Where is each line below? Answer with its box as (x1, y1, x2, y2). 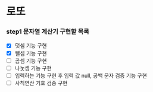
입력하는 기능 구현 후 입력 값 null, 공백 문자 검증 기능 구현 (14, 72, 147, 79)
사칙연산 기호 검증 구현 (14, 79, 68, 86)
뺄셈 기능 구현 (14, 49, 47, 56)
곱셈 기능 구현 (14, 57, 47, 64)
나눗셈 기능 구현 (14, 64, 52, 71)
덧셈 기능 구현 (14, 42, 47, 49)
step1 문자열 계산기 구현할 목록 (6, 27, 89, 36)
